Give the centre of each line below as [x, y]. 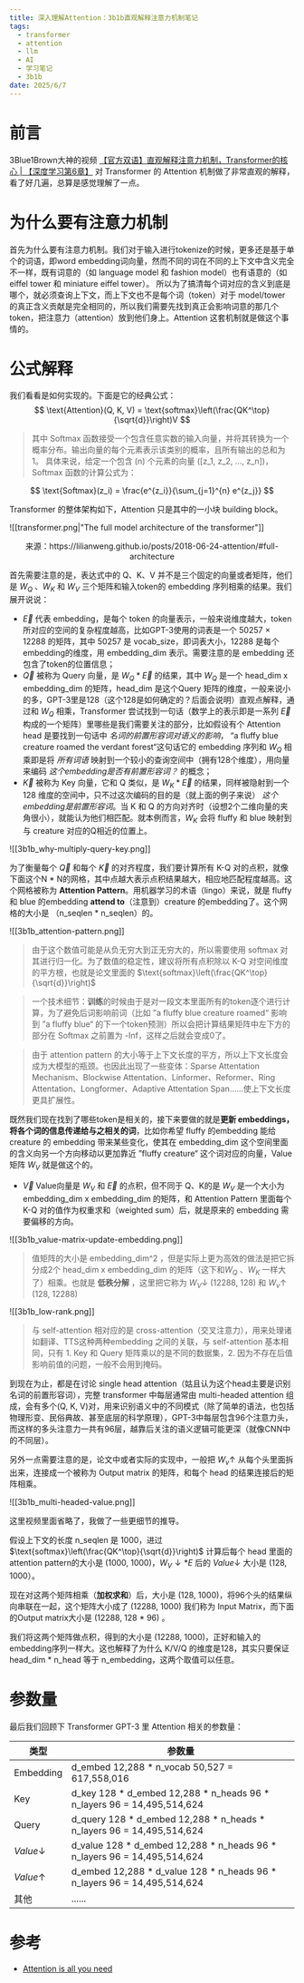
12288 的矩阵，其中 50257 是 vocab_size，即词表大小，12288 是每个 [151, 641]
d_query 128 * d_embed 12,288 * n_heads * [168, 1819]
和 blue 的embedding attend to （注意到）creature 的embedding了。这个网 [148, 902]
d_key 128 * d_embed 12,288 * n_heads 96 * [170, 1793]
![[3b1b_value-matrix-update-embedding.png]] [96, 1239]
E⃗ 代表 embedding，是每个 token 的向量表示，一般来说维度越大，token [157, 619]
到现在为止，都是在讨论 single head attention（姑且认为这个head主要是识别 [150, 1383]
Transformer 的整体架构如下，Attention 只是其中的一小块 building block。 [146, 510]
